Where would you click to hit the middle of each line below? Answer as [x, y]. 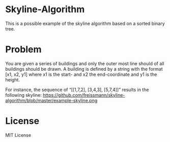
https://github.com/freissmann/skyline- [84, 95]
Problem [23, 50]
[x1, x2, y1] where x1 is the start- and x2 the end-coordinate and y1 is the [81, 74]
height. [13, 79]
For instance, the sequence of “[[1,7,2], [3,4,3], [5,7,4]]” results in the [77, 90]
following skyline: [23, 95]
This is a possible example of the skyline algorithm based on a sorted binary [85, 23]
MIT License [18, 135]
